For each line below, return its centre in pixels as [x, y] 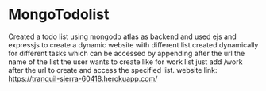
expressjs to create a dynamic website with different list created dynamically [133, 44]
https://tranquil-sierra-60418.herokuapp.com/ [83, 78]
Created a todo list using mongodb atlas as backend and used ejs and [122, 36]
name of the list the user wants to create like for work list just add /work [125, 62]
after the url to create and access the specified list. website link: [113, 70]
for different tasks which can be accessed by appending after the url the [127, 53]
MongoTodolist [59, 15]
